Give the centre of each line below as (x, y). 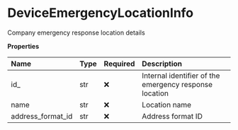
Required (119, 64)
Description (162, 64)
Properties (23, 46)
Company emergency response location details (76, 32)
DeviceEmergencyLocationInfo (101, 13)
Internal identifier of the (181, 76)
